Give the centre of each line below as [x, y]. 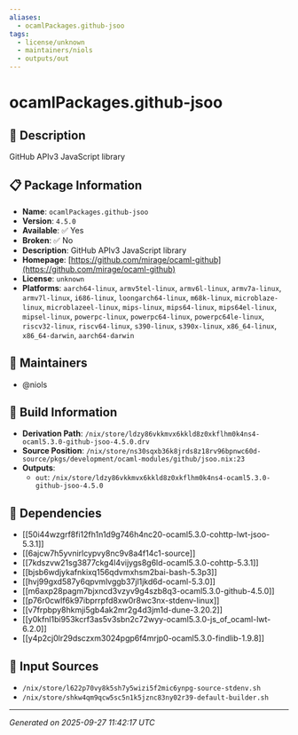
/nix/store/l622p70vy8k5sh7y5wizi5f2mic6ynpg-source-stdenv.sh [141, 689]
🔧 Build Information [63, 412]
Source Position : [53, 451]
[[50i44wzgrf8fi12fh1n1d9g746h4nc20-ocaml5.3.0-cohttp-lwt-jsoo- [146, 534]
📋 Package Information [76, 186]
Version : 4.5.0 [49, 221]
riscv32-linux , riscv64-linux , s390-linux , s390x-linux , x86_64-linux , [149, 326]
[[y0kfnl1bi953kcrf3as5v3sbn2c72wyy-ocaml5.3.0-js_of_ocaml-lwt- [146, 620]
